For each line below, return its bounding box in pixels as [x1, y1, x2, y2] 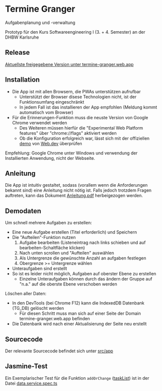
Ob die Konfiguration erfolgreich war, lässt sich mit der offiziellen [19, 135, 150, 141]
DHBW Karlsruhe [5, 34, 39, 40]
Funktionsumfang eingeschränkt [19, 99, 84, 105]
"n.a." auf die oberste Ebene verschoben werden [19, 281, 118, 287]
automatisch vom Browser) [19, 109, 74, 115]
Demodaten [5, 207, 41, 215]
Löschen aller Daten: [5, 291, 47, 297]
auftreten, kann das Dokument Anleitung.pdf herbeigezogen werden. [5, 193, 143, 198]
